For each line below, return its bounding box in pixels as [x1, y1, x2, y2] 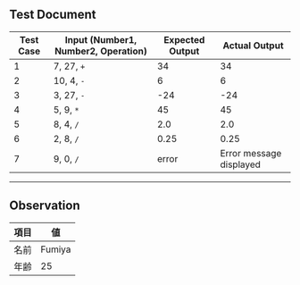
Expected [163, 33, 205, 46]
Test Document [9, 7, 96, 22]
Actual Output [222, 39, 284, 52]
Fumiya [40, 243, 71, 256]
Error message [220, 147, 282, 159]
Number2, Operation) [54, 45, 147, 57]
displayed [220, 158, 262, 171]
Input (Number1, [64, 33, 137, 46]
